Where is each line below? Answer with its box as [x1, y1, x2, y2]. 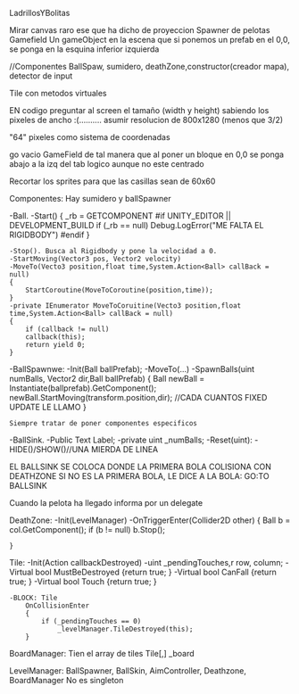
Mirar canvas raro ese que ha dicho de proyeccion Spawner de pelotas [9, 25, 270, 35]
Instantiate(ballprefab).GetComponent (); [9, 383, 157, 393]
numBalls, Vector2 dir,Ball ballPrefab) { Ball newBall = [9, 374, 205, 384]
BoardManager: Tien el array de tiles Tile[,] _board [9, 649, 195, 658]
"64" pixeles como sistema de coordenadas [9, 132, 171, 142]
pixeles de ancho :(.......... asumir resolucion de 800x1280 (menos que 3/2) [9, 115, 284, 125]
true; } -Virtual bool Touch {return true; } [9, 576, 158, 587]
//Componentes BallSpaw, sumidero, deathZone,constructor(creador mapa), [9, 62, 290, 71]
